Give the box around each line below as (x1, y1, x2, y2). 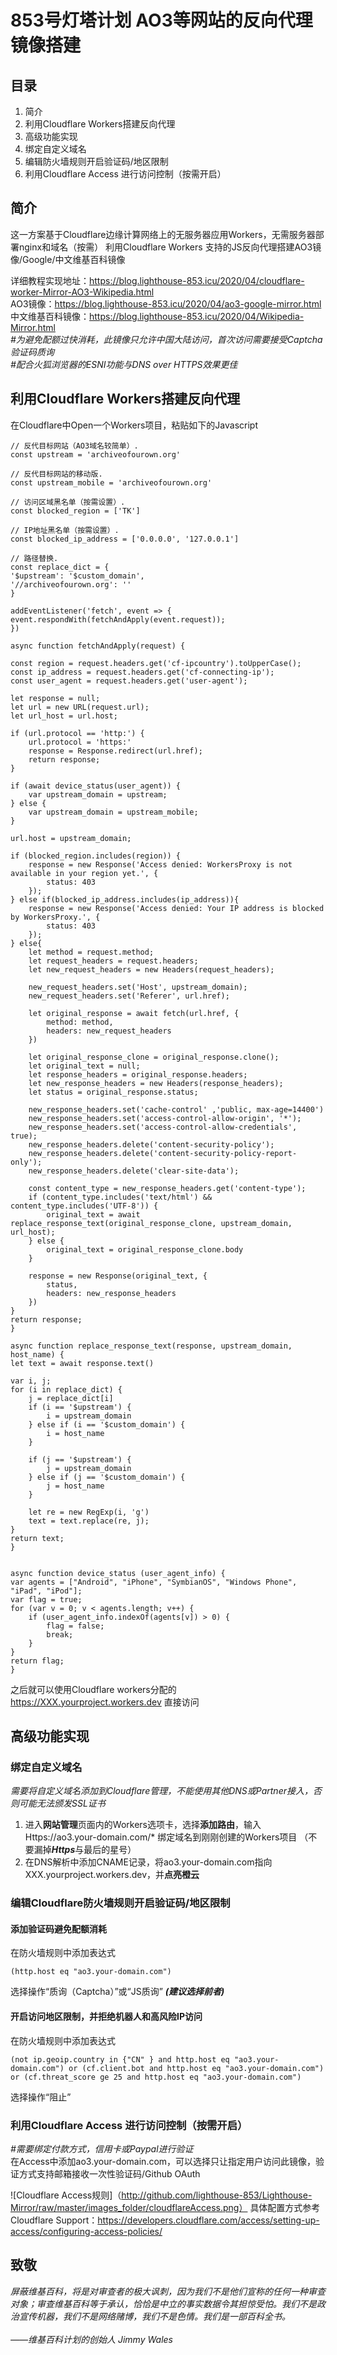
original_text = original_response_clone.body (46, 1244, 244, 1255)
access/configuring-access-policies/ (10, 2225, 163, 2237)
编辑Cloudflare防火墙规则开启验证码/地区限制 (10, 1896, 231, 1910)
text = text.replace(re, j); (28, 1516, 150, 1526)
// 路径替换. (10, 553, 59, 563)
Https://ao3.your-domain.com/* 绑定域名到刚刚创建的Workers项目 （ (24, 1831, 309, 1843)
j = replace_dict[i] (28, 1393, 114, 1403)
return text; (10, 1533, 65, 1543)
